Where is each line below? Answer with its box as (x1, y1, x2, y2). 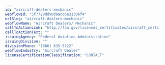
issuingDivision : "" (5, 39, 48, 44)
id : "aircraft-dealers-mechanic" (5, 7, 74, 12)
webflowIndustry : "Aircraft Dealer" (5, 48, 80, 53)
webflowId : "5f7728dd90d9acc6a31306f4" (5, 12, 87, 17)
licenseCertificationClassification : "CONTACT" (5, 52, 105, 58)
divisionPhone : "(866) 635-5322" (5, 43, 74, 48)
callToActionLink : (5, 25, 43, 30)
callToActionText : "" (5, 30, 50, 35)
